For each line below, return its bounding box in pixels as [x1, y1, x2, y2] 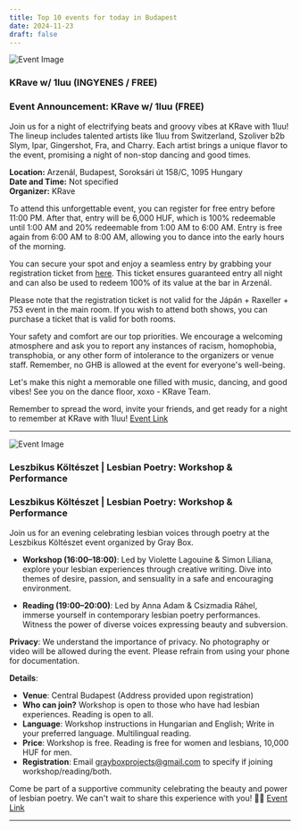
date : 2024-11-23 [9, 21, 74, 30]
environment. [21, 583, 71, 593]
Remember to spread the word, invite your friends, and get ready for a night [9, 403, 288, 414]
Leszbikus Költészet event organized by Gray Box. [9, 537, 194, 548]
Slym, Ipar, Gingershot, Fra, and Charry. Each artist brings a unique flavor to [9, 139, 288, 150]
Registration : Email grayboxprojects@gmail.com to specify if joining [21, 756, 274, 767]
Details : [9, 672, 38, 683]
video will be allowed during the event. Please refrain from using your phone [9, 645, 290, 657]
